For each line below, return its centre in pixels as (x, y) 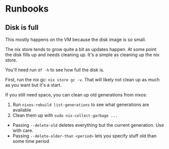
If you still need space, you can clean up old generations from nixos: (76, 95)
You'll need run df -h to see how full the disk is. (55, 70)
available (22, 110)
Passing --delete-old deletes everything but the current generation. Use (88, 125)
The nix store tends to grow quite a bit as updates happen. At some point (81, 49)
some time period (31, 141)
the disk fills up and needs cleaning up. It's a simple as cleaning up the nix (82, 55)
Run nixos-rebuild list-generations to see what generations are (81, 105)
